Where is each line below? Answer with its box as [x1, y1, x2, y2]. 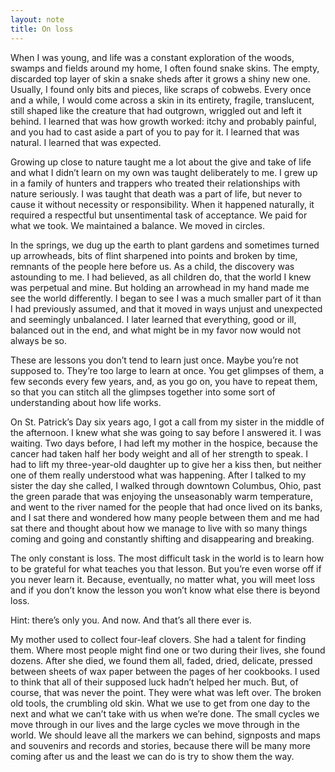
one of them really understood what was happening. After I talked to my [10, 469, 307, 481]
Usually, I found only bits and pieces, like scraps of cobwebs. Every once [10, 83, 312, 95]
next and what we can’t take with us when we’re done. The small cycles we [10, 707, 320, 720]
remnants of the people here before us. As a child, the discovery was [10, 260, 295, 272]
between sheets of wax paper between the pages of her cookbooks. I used [10, 665, 320, 677]
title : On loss [10, 24, 74, 34]
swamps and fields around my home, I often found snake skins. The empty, [10, 62, 320, 74]
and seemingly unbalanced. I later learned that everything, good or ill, [10, 313, 297, 325]
